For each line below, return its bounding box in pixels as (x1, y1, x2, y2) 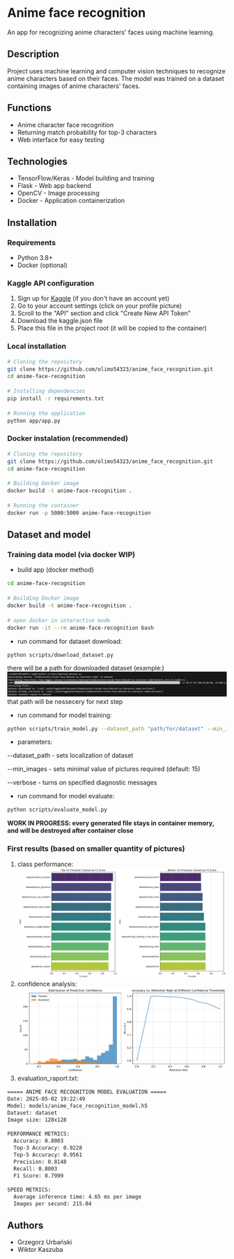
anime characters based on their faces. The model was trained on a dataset (7, 74, 224, 82)
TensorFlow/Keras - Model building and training (17, 174, 155, 182)
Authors (7, 1219, 44, 1231)
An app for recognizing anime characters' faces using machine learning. (7, 28, 214, 36)
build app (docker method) (17, 566, 94, 574)
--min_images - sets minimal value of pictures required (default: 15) (7, 765, 201, 773)
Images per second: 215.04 (13, 1200, 92, 1207)
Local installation (7, 341, 67, 351)
